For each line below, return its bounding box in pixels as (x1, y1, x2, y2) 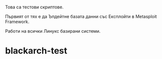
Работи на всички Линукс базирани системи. (5, 28, 101, 34)
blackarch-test (5, 45, 68, 57)
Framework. (5, 19, 30, 24)
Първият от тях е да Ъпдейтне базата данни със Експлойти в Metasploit (5, 14, 157, 19)
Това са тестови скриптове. (5, 4, 64, 10)
